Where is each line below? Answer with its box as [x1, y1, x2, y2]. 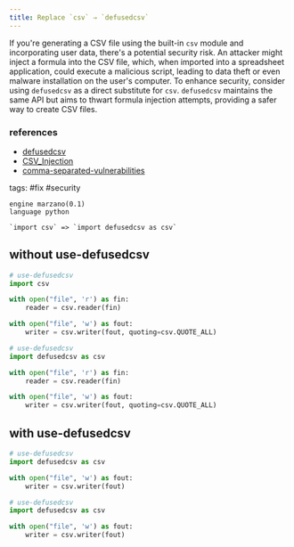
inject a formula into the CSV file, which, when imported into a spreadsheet [9, 56, 285, 67]
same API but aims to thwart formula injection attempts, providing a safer [9, 94, 277, 105]
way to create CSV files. [9, 103, 98, 114]
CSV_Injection [21, 155, 74, 166]
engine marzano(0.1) [9, 200, 86, 208]
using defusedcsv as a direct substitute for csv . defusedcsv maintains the [9, 85, 274, 95]
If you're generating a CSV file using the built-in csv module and [9, 37, 244, 48]
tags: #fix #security [9, 182, 81, 192]
